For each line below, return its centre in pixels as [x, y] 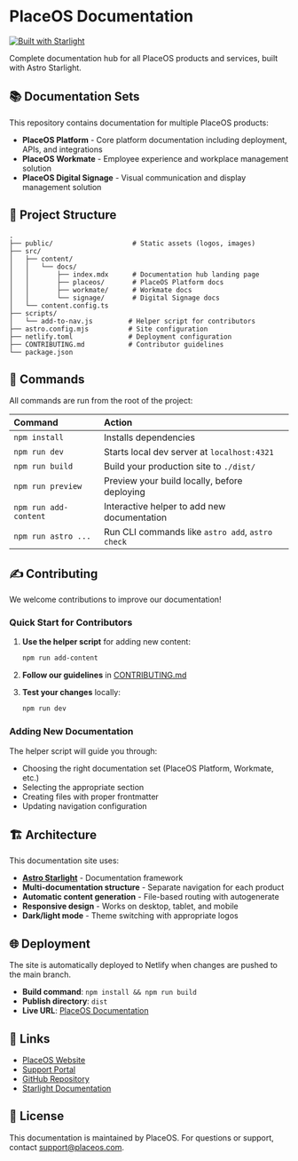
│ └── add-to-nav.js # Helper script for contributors [132, 321]
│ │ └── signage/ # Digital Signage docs [114, 298]
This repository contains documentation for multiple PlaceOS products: [139, 123]
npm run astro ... [52, 536]
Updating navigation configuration [85, 805]
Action [118, 422]
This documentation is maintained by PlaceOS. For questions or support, [142, 1137]
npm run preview [48, 487]
